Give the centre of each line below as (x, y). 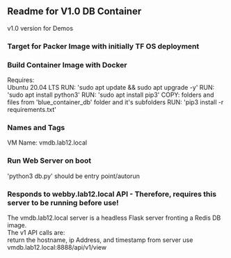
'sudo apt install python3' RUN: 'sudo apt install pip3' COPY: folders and (111, 95)
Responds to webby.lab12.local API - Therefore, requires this (112, 194)
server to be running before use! (63, 202)
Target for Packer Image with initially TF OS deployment (103, 46)
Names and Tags (36, 127)
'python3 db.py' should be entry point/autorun (74, 176)
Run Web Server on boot (49, 161)
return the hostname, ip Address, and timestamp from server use (100, 240)
